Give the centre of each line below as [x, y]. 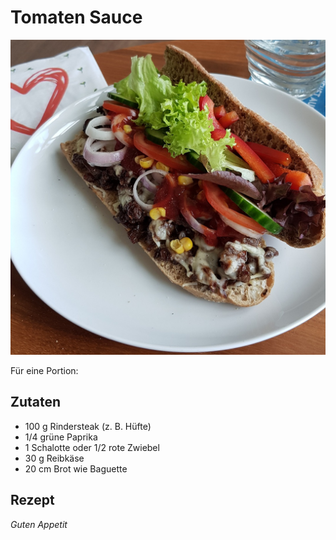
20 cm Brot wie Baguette [76, 468]
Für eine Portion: [44, 370]
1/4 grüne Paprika [61, 437]
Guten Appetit [39, 524]
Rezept [32, 500]
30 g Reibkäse [54, 458]
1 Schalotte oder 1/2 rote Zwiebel [92, 447]
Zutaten [36, 402]
